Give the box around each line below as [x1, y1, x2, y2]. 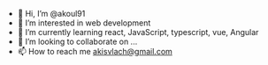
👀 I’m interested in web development [17, 18, 151, 28]
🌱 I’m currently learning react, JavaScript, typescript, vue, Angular [17, 27, 259, 37]
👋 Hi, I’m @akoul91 [17, 9, 86, 18]
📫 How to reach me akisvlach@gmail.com [17, 47, 172, 56]
